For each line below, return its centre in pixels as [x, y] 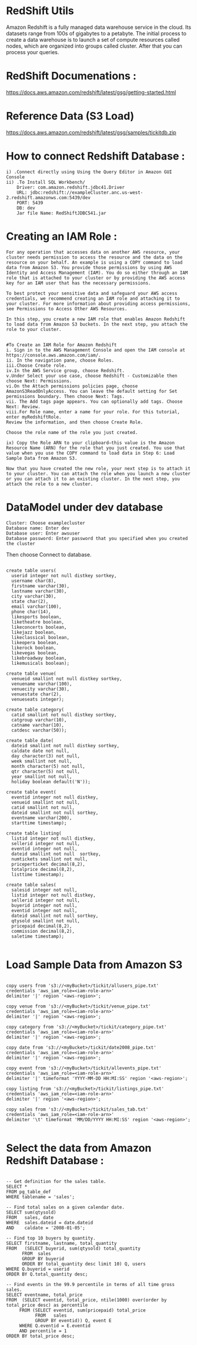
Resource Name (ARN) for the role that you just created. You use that [96, 448]
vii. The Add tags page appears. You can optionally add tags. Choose [94, 402]
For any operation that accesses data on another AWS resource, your [93, 252]
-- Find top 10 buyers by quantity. [51, 1238]
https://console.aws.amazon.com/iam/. [54, 355]
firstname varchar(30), [40, 586]
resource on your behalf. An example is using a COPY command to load [94, 262]
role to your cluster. [34, 329]
